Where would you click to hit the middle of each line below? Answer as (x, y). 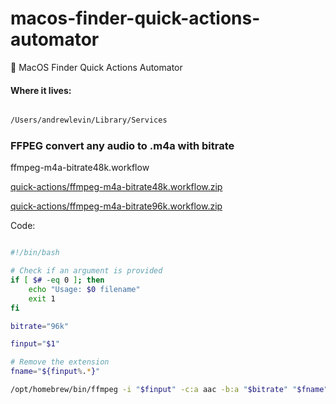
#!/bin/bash (35, 253)
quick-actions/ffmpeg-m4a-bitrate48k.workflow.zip (116, 187)
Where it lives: (41, 90)
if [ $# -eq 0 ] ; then (57, 280)
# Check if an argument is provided (86, 271)
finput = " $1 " (35, 344)
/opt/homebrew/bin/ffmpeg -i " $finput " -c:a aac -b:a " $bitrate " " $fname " (169, 390)
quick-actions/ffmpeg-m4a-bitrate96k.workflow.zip (116, 206)
